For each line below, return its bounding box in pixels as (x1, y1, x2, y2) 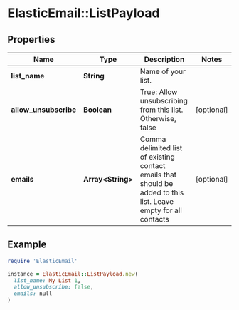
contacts (139, 215, 169, 224)
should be (139, 179, 174, 188)
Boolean (83, 105, 112, 115)
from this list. (139, 105, 184, 115)
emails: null (14, 290, 53, 297)
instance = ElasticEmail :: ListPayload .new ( (7, 270, 139, 277)
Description (144, 55, 185, 64)
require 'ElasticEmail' (7, 257, 78, 264)
